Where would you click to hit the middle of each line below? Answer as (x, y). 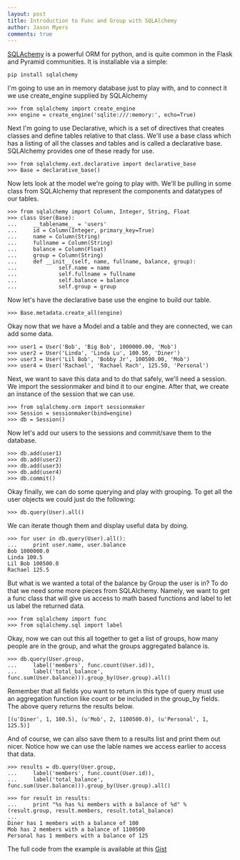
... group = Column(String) (55, 256)
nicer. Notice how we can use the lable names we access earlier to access (117, 747)
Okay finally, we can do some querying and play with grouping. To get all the (120, 492)
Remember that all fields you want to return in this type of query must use (116, 691)
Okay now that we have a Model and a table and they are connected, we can (120, 326)
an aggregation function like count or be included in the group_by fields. (114, 699)
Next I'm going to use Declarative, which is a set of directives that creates (116, 128)
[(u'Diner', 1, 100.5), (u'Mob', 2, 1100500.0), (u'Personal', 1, (108, 719)
